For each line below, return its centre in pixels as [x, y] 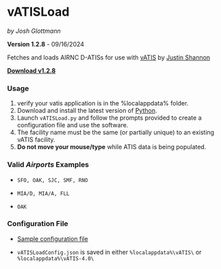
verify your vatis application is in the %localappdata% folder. [103, 103]
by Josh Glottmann [34, 31]
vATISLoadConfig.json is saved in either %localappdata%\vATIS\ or [109, 252]
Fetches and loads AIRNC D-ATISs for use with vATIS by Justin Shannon [109, 57]
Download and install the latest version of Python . [87, 111]
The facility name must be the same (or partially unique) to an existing [115, 132]
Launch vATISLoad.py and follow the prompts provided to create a [109, 118]
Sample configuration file [52, 239]
